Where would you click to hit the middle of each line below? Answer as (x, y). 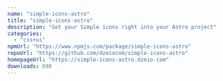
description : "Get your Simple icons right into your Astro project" (112, 27)
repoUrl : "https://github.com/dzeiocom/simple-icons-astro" (98, 54)
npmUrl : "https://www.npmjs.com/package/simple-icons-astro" (99, 46)
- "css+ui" (30, 40)
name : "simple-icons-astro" (49, 14)
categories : (25, 33)
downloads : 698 (30, 66)
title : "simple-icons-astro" (50, 20)
